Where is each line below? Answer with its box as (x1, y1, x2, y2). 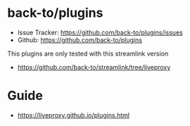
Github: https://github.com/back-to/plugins (17, 35, 143, 44)
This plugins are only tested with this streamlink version (7, 49, 169, 58)
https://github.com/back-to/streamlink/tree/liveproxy (17, 63, 171, 71)
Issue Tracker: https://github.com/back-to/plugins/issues (17, 28, 183, 37)
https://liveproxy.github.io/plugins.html (17, 111, 130, 119)
